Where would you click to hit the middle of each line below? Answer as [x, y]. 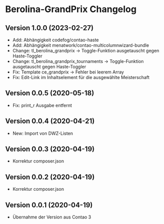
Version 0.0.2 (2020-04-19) [50, 177]
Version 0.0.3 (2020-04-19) [50, 149]
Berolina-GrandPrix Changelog [71, 9]
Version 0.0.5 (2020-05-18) [50, 93]
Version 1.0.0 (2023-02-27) [50, 28]
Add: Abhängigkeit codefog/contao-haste [56, 40]
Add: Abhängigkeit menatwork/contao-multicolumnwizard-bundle [81, 45]
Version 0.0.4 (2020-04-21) [50, 121]
